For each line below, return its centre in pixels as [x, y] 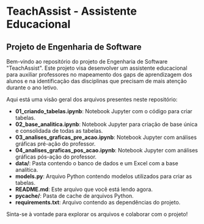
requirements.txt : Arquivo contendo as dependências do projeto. [98, 202]
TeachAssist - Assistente [72, 11]
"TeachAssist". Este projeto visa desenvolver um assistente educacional [97, 68]
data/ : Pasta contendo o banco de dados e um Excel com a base [97, 163]
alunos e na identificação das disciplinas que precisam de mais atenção [97, 81]
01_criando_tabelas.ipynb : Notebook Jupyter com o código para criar [104, 111]
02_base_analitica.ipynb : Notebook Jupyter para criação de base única [106, 124]
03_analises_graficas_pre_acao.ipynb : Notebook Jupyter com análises [106, 137]
